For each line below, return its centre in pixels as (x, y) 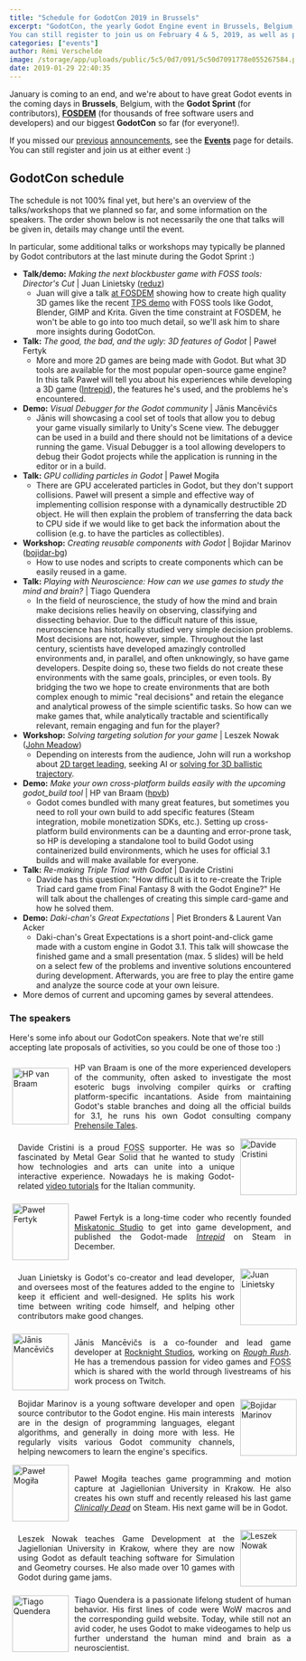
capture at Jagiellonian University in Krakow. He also (183, 1488)
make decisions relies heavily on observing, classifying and (146, 610)
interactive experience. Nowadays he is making (111, 1176)
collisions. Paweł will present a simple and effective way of (145, 495)
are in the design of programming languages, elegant (126, 1422)
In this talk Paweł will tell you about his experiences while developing (164, 379)
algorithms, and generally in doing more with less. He (126, 1432)
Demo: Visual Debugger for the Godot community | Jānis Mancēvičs (150, 408)
